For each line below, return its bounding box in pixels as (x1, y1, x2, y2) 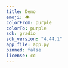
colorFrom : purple (6, 20, 52, 25)
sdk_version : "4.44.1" (6, 36, 63, 42)
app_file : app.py (6, 42, 50, 48)
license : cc (6, 53, 36, 59)
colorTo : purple (6, 25, 47, 31)
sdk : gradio (6, 31, 36, 37)
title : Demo (6, 8, 36, 15)
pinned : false (6, 47, 42, 53)
